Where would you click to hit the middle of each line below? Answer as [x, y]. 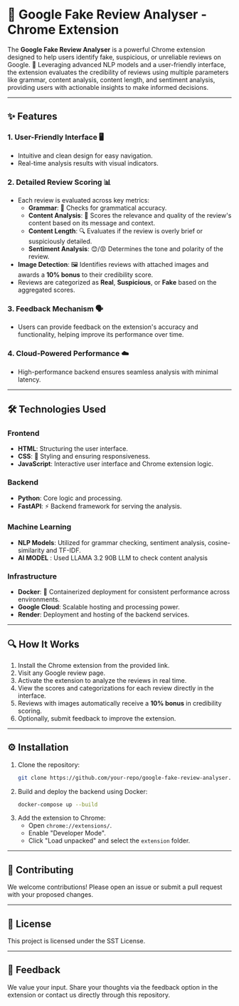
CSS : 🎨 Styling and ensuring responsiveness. [84, 457]
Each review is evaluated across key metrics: [83, 200]
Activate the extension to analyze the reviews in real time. [102, 680]
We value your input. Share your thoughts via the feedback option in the [113, 987]
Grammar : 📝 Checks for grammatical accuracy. [97, 208]
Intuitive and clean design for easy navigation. [85, 156]
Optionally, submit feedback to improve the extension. [97, 718]
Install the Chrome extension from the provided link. [94, 665]
